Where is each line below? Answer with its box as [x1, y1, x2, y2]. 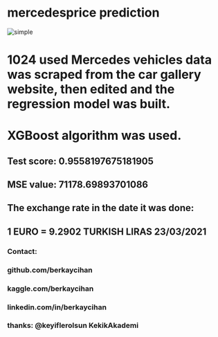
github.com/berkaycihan [7, 265, 93, 275]
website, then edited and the [7, 82, 175, 98]
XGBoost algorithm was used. [7, 128, 182, 143]
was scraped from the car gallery [7, 67, 202, 82]
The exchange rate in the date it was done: [7, 202, 194, 214]
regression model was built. [7, 96, 171, 112]
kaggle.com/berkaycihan [7, 284, 94, 293]
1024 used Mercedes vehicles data [7, 52, 212, 68]
